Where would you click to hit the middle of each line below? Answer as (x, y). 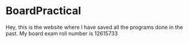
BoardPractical (43, 11)
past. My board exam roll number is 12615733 (62, 33)
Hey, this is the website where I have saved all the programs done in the (94, 27)
